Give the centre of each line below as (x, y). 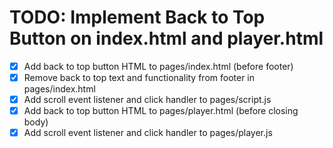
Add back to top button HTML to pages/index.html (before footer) (158, 66)
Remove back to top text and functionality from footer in (139, 77)
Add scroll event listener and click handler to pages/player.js (148, 133)
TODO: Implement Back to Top (137, 17)
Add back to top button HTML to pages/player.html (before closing (161, 111)
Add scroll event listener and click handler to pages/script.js (147, 100)
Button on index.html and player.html (166, 38)
